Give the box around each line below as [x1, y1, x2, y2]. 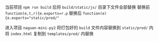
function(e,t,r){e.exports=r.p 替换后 [5, 10, 82, 16]
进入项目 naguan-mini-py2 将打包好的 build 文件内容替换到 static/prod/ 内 [5, 25, 154, 30]
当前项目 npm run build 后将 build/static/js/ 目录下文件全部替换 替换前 [5, 4, 150, 10]
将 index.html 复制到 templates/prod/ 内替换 [5, 31, 94, 36]
